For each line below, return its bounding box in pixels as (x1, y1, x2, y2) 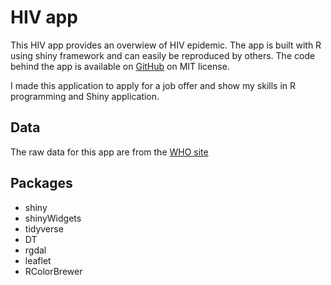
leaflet (24, 254, 52, 266)
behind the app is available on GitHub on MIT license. (10, 60, 230, 72)
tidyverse (24, 222, 64, 235)
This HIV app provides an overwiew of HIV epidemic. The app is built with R (10, 39, 322, 51)
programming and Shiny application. (10, 90, 160, 102)
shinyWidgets (24, 212, 82, 224)
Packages (10, 175, 73, 192)
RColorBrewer (24, 265, 83, 277)
